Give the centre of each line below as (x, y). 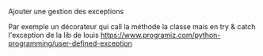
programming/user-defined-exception (70, 43)
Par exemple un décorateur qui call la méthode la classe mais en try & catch (132, 26)
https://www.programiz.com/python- (160, 35)
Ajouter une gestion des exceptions (66, 11)
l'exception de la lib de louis (53, 35)
